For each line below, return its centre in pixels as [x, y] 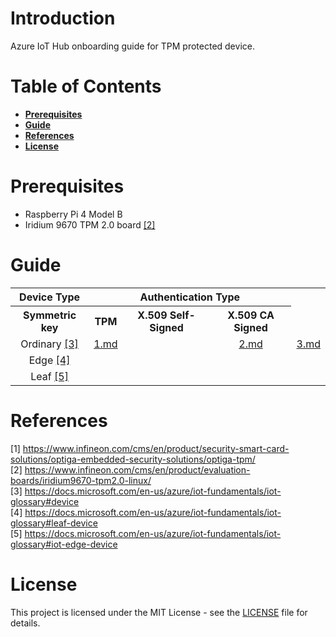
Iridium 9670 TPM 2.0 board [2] [90, 224]
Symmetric [50, 315]
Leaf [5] [49, 376]
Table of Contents [86, 86]
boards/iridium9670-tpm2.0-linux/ [81, 480]
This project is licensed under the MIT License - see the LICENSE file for [159, 612]
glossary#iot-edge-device [64, 544]
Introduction [63, 18]
